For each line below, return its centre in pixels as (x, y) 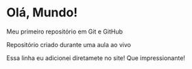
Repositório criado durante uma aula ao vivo (69, 44)
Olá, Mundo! (42, 13)
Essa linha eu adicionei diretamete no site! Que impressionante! (96, 58)
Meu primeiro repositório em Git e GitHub (64, 31)
